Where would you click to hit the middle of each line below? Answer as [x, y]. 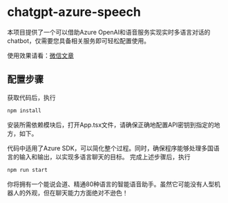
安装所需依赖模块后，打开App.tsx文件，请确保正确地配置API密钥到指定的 [111, 125]
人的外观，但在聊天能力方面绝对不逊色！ [70, 193]
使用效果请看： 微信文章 [40, 55]
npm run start [28, 170]
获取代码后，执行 [31, 97]
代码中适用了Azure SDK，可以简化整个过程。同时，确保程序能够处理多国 [111, 148]
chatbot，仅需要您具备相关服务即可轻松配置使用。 [79, 41]
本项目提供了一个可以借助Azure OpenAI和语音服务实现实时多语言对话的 [109, 32]
